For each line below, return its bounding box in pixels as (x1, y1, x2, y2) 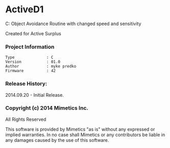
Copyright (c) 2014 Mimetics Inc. (5, 104, 88, 112)
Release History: (5, 80, 47, 88)
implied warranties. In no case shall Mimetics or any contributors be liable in (5, 132, 165, 138)
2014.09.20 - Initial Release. (5, 92, 64, 98)
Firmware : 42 (5, 68, 56, 74)
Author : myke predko (5, 64, 77, 69)
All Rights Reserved (5, 116, 46, 122)
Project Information (5, 43, 55, 50)
